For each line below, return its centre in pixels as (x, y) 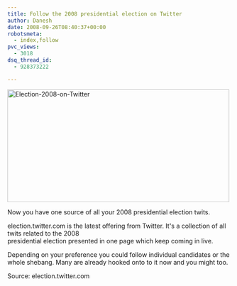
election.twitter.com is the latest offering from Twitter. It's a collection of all (117, 226)
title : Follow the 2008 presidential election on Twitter (95, 14)
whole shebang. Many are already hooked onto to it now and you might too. (118, 262)
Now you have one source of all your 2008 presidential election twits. (109, 212)
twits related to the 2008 (43, 233)
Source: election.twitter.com (49, 276)
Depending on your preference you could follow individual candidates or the (118, 254)
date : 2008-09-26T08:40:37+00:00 (57, 27)
